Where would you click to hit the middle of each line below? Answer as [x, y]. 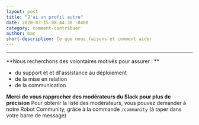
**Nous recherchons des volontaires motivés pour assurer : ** [83, 61]
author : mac [21, 34]
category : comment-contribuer [44, 28]
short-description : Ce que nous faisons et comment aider [79, 39]
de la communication [40, 85]
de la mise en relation [41, 79]
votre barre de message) [36, 115]
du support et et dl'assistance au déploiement [71, 73]
